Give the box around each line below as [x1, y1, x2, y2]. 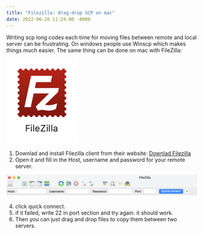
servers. [15, 222, 36, 229]
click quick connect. [15, 202, 65, 210]
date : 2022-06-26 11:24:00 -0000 [6, 16, 91, 22]
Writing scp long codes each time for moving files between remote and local [6, 33, 197, 41]
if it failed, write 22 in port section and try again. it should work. [15, 209, 174, 216]
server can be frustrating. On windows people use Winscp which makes [6, 40, 186, 47]
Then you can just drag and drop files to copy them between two [15, 215, 178, 222]
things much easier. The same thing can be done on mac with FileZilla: [6, 46, 182, 54]
